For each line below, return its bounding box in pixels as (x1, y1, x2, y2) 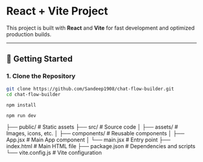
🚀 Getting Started (6, 54, 73, 64)
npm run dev (6, 113, 36, 119)
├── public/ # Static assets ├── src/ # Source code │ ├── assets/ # (6, 123, 178, 131)
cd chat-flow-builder (6, 91, 61, 97)
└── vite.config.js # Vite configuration (6, 149, 102, 157)
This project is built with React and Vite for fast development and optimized (6, 24, 195, 31)
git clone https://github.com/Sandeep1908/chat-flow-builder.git (6, 86, 174, 92)
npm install (6, 102, 36, 108)
